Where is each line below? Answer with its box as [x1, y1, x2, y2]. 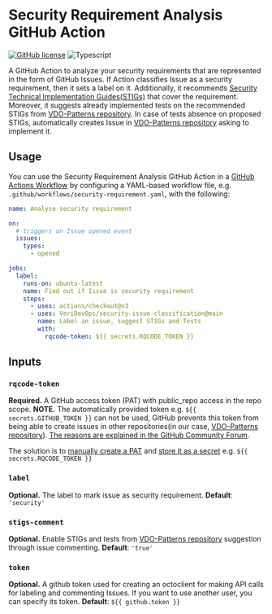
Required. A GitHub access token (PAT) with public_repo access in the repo [8, 396, 262, 406]
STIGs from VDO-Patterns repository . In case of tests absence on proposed [8, 108, 261, 119]
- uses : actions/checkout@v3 [29, 302, 129, 310]
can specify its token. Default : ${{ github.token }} [8, 597, 181, 607]
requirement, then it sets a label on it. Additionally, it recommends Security [8, 83, 258, 93]
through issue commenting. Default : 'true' [8, 543, 153, 553]
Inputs [8, 355, 42, 369]
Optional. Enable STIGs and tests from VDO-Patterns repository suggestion [8, 534, 261, 544]
